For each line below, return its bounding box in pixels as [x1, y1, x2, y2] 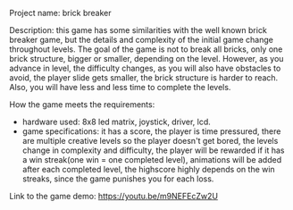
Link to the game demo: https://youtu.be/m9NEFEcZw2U [9, 191, 219, 201]
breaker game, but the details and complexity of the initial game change [9, 35, 274, 45]
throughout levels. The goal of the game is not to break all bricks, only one [9, 44, 283, 55]
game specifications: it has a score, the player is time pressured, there [21, 126, 281, 137]
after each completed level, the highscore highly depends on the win [21, 164, 275, 174]
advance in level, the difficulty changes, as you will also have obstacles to [9, 63, 281, 73]
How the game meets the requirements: [9, 99, 155, 110]
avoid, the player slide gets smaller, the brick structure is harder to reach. [9, 72, 279, 83]
